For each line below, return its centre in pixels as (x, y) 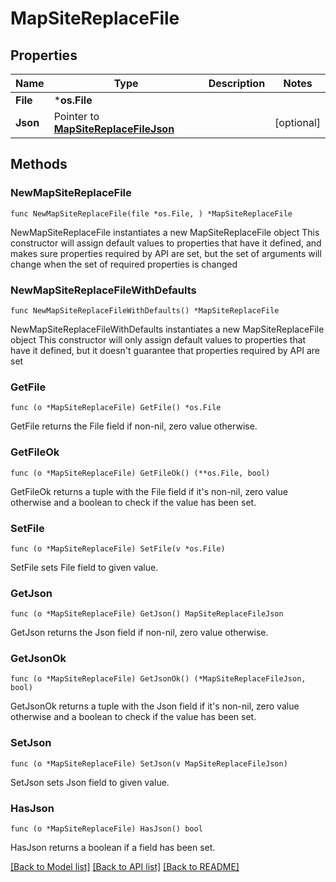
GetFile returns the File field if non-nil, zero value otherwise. (134, 426)
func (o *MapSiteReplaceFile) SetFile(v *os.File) (118, 548)
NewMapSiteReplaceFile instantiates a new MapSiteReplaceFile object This (165, 232)
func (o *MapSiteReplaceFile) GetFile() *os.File (116, 408)
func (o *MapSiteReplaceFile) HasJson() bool (106, 829)
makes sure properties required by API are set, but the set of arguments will (166, 253)
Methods (39, 164)
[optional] (297, 122)
